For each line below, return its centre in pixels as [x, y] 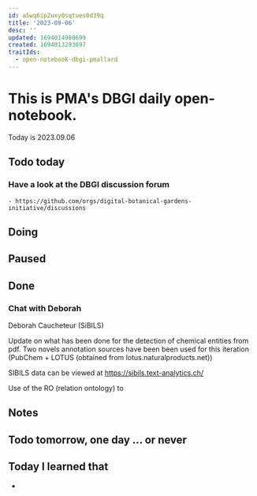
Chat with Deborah [45, 308]
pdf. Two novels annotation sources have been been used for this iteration [129, 349]
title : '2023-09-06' [42, 23]
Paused [27, 259]
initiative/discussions [47, 208]
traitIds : [24, 52]
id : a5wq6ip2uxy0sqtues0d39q [56, 15]
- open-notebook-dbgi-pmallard [67, 60]
